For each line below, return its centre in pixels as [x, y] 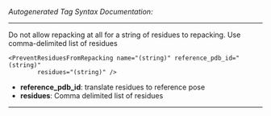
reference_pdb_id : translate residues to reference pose [113, 87]
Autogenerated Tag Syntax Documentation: [81, 12]
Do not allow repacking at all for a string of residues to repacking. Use [125, 35]
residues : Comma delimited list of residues [92, 95]
